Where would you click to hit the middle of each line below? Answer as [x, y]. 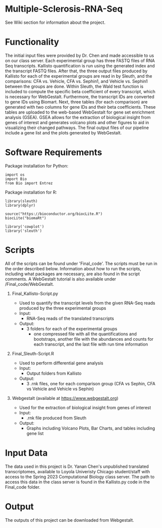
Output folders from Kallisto [54, 373]
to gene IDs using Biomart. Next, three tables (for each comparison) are [76, 102]
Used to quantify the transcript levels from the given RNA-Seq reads [87, 303]
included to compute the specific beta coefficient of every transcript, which [80, 91]
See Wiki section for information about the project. [55, 22]
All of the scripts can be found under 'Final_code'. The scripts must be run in [81, 264]
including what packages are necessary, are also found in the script [73, 274]
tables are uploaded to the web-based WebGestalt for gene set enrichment [80, 112]
